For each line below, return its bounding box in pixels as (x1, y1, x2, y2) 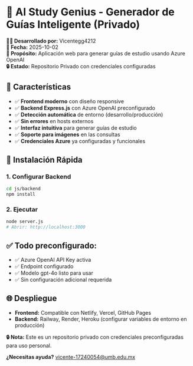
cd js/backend (6, 186, 41, 192)
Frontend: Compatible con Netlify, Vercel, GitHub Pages (14, 309, 152, 316)
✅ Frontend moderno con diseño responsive (14, 97, 125, 105)
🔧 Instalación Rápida (6, 155, 83, 165)
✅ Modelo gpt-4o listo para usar (14, 269, 93, 276)
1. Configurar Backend (6, 173, 71, 181)
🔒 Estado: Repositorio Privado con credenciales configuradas (6, 62, 156, 70)
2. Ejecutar (6, 206, 38, 214)
